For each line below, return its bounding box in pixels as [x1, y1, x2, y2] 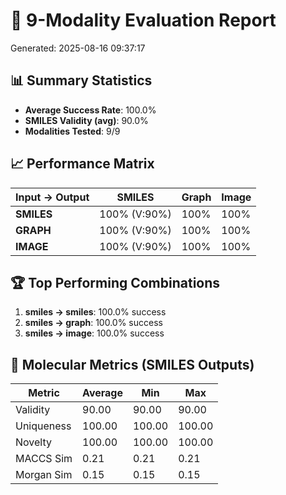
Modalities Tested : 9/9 [24, 125, 121, 137]
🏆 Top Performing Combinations [10, 274, 221, 291]
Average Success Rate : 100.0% [24, 104, 157, 116]
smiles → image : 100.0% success [24, 327, 165, 339]
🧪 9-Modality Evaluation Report [10, 9, 277, 32]
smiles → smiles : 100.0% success [24, 306, 167, 318]
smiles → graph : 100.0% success [24, 317, 163, 329]
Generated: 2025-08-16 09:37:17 [10, 42, 146, 54]
